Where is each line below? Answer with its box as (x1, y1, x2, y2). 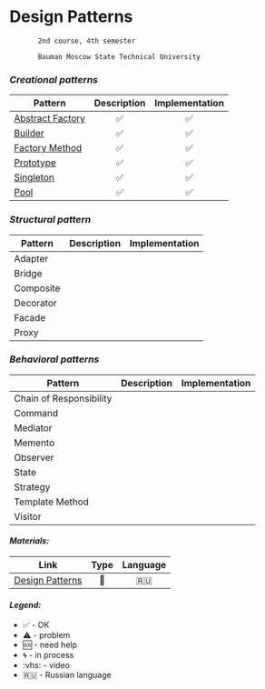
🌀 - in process (22, 650, 74, 661)
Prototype (14, 156, 56, 169)
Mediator (14, 421, 53, 434)
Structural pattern (9, 214, 92, 226)
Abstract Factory (14, 112, 86, 125)
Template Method (14, 495, 89, 508)
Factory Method (14, 142, 83, 155)
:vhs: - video (22, 660, 71, 671)
